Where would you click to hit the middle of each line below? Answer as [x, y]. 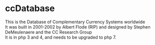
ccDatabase [30, 8]
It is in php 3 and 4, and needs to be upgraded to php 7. [61, 37]
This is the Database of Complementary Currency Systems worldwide [75, 22]
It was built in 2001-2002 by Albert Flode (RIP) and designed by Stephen [78, 27]
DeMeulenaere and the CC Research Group [48, 32]
